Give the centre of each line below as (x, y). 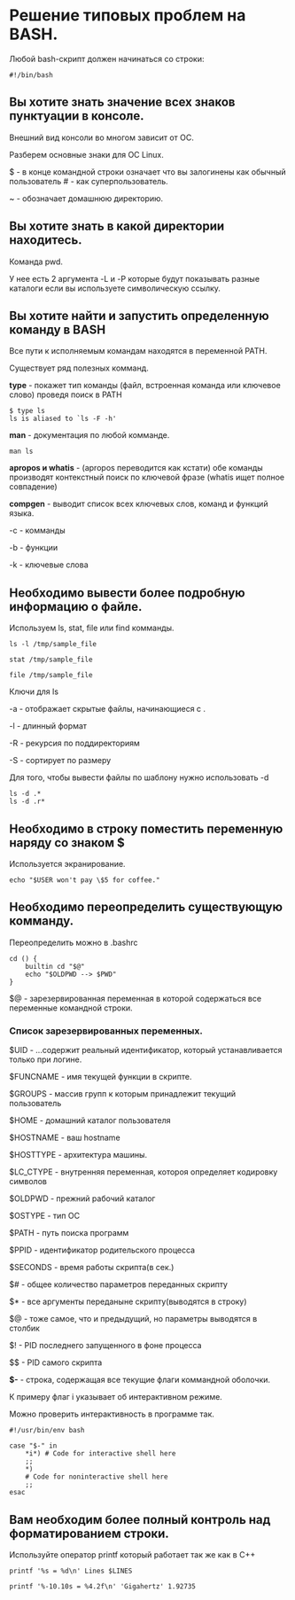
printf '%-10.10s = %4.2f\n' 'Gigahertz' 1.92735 (103, 1586)
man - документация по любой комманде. (89, 435)
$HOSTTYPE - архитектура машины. (78, 1155)
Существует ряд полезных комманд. (79, 368)
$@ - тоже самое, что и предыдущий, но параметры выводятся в (133, 1319)
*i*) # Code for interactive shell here (101, 1454)
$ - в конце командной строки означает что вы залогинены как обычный (147, 172)
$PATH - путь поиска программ (69, 1233)
